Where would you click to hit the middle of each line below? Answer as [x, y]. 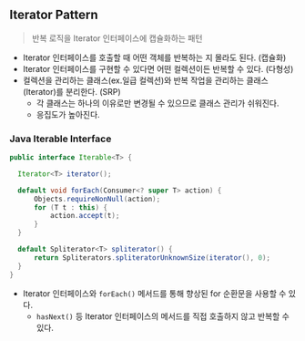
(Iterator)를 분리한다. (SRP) [71, 91]
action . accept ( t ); [85, 216]
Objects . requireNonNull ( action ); [97, 199]
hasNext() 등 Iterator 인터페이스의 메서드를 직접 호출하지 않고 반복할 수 [163, 316]
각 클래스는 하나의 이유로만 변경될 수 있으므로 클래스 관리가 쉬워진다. [158, 103]
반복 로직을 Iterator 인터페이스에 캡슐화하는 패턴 [117, 38]
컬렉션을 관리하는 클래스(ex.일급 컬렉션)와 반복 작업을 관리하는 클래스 [145, 80]
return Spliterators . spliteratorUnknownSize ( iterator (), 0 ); [152, 258]
